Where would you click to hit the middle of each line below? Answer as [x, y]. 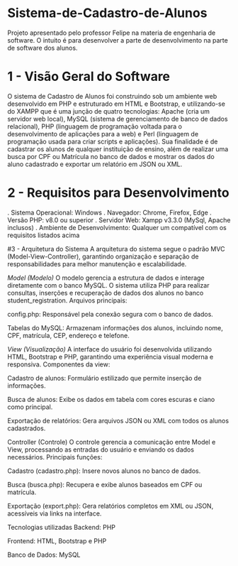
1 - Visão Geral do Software [89, 77]
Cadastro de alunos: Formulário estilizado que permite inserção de [104, 378]
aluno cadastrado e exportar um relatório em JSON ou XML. [95, 164]
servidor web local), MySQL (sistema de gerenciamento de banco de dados [118, 119]
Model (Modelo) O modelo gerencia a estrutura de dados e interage [106, 278]
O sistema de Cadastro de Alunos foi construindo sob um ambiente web [112, 96]
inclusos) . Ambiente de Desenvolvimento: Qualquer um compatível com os [117, 227]
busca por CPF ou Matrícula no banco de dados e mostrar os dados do [111, 156]
